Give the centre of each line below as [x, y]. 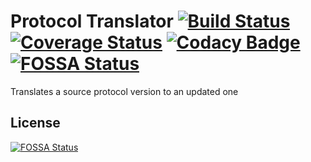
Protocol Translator [92, 21]
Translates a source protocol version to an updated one [124, 91]
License [35, 123]
